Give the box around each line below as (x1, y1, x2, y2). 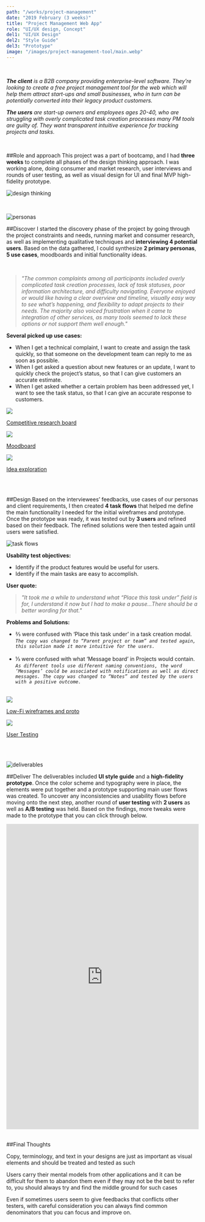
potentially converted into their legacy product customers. (6, 96, 153, 104)
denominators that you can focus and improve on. (6, 1209, 132, 1216)
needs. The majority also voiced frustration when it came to (21, 307, 172, 315)
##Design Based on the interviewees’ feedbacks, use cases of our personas (6, 495, 198, 503)
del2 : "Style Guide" (6, 37, 59, 43)
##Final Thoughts (6, 1140, 51, 1148)
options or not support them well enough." (21, 320, 128, 327)
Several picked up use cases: (6, 332, 82, 339)
